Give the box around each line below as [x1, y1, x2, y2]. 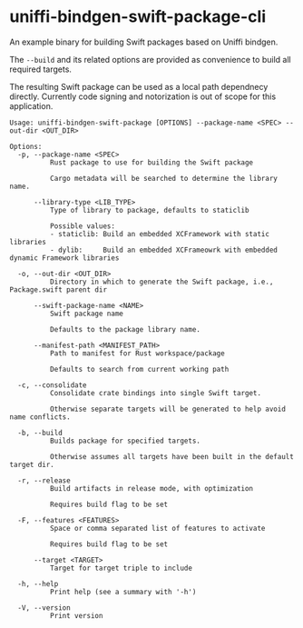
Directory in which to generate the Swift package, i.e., [49, 277, 274, 286]
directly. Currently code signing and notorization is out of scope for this [9, 91, 277, 102]
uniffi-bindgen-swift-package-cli [9, 6, 266, 27]
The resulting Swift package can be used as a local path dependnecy [9, 81, 269, 92]
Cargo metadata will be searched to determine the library [49, 174, 279, 183]
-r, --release [17, 475, 71, 485]
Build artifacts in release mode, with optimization [49, 483, 254, 493]
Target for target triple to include [49, 563, 193, 573]
